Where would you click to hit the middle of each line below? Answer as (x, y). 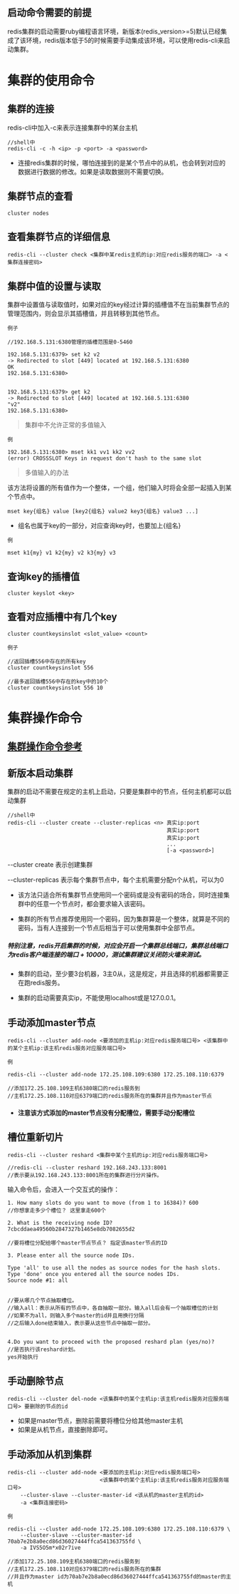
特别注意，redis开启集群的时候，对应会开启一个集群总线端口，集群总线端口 (118, 945)
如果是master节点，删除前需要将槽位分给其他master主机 (100, 1421)
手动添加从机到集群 (49, 1454)
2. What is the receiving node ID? (60, 1223)
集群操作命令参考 (45, 747)
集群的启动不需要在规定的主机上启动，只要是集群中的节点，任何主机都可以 (116, 792)
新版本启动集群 (40, 773)
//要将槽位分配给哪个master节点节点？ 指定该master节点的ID (87, 1243)
